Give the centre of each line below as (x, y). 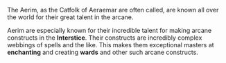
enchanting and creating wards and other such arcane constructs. (103, 52)
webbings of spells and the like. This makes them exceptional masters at (111, 45)
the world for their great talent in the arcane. (70, 17)
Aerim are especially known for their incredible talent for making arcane (110, 30)
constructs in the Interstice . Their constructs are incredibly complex (105, 38)
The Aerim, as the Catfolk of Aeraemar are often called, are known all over (113, 10)
